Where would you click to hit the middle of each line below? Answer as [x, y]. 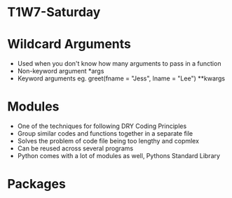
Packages [37, 184]
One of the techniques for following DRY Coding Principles [102, 126]
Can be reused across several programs [75, 148]
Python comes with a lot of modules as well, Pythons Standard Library [119, 156]
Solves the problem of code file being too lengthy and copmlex [108, 141]
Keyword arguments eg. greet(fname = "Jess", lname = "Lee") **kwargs [121, 78]
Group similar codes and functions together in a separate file [105, 134]
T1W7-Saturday [54, 12]
